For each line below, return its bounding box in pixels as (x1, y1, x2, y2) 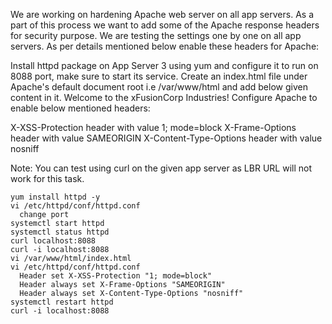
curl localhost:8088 (10, 236, 97, 246)
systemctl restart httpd (10, 297, 114, 307)
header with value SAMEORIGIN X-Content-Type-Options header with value (10, 132, 323, 144)
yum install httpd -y (10, 192, 101, 202)
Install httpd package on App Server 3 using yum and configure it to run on (10, 60, 319, 71)
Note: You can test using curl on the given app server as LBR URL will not (10, 162, 312, 174)
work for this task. (10, 173, 85, 184)
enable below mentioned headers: (10, 102, 151, 114)
